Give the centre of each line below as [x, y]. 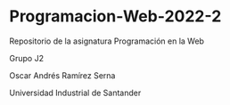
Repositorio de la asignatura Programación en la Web [107, 41]
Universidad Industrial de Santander [75, 93]
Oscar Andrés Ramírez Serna [62, 75]
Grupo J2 [27, 58]
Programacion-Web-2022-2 [115, 16]
